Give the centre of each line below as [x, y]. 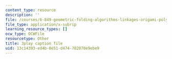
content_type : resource [31, 10]
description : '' [23, 15]
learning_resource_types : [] [36, 29]
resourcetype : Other [27, 39]
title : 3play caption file [34, 44]
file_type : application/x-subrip [41, 24]
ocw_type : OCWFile [25, 34]
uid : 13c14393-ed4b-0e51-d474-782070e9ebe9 [52, 48]
